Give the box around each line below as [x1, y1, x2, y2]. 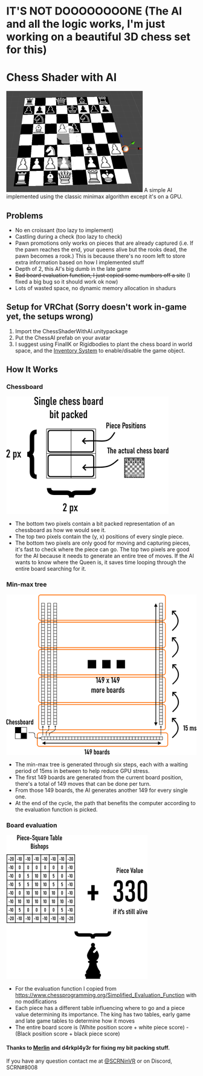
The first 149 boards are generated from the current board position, [14, 774, 183, 781]
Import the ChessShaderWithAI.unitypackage [14, 327, 128, 334]
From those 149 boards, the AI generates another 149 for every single [14, 786, 188, 794]
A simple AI [144, 187, 173, 194]
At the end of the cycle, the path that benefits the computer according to [14, 799, 196, 806]
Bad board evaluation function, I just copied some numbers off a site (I [14, 271, 190, 279]
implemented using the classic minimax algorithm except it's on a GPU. [6, 193, 183, 201]
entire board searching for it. [14, 565, 86, 573]
